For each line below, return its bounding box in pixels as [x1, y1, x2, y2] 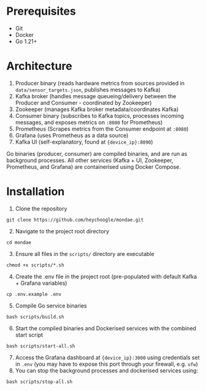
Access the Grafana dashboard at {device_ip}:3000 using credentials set [15, 354, 200, 361]
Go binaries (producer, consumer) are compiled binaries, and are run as [6, 150, 188, 157]
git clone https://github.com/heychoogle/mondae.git [6, 217, 144, 223]
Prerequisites [6, 4, 77, 18]
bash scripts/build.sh [6, 314, 64, 320]
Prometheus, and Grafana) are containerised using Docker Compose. [6, 163, 181, 170]
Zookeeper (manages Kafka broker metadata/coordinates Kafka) [15, 106, 179, 113]
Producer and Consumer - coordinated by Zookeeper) [15, 99, 152, 106]
